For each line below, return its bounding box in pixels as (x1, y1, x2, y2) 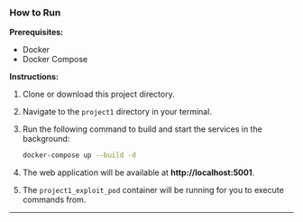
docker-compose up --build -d (22, 151, 137, 160)
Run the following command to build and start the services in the (22, 124, 263, 134)
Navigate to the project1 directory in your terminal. (22, 106, 212, 117)
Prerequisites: (9, 27, 64, 38)
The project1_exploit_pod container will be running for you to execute (22, 185, 284, 196)
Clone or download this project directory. (22, 88, 175, 100)
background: (22, 134, 70, 144)
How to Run (9, 6, 61, 19)
